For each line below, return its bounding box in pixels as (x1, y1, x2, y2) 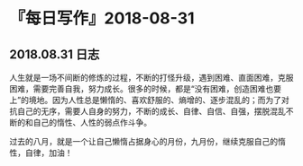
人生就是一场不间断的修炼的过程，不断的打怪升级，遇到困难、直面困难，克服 (9, 73, 294, 83)
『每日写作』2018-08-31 (9, 8, 196, 29)
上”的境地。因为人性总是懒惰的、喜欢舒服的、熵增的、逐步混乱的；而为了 (9, 95, 282, 105)
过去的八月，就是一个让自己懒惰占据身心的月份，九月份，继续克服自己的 (9, 136, 278, 146)
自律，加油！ (24, 147, 73, 158)
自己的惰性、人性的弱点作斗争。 (32, 118, 151, 127)
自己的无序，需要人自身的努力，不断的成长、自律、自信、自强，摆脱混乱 (16, 106, 286, 117)
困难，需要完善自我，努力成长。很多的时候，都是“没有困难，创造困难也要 (9, 83, 282, 94)
